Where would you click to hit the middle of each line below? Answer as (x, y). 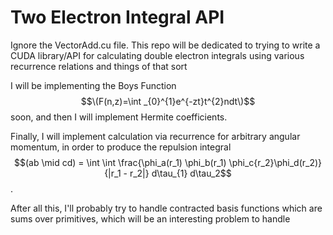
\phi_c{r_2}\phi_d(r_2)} (275, 162)
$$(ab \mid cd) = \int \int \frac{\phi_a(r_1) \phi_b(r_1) (120, 162)
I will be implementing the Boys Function (93, 85)
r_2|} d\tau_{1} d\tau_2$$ (180, 173)
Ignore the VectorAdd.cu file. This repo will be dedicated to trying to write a (165, 45)
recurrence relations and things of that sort (99, 66)
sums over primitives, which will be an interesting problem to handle (150, 218)
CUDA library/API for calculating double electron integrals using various (157, 55)
